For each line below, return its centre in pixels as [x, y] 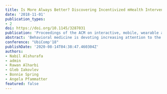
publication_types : [25, 19]
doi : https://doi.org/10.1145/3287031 [45, 28]
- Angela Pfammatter [27, 79]
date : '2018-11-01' [25, 14]
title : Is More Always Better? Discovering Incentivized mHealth [74, 10]
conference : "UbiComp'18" [32, 42]
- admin [13, 61]
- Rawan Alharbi [22, 65]
